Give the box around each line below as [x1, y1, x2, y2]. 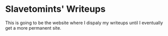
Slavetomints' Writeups [5, 3, 106, 15]
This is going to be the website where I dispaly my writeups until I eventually [5, 20, 163, 26]
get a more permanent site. [5, 25, 61, 31]
